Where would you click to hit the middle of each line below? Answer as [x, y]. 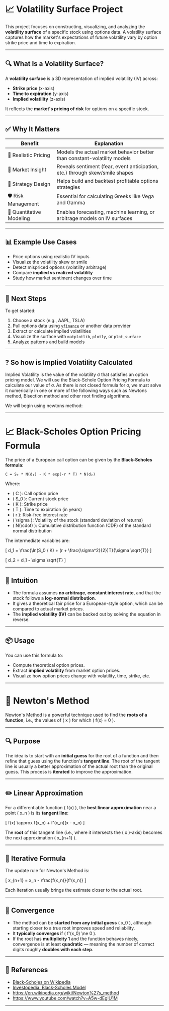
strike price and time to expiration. [41, 42]
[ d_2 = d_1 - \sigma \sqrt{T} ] [36, 560]
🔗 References [27, 970]
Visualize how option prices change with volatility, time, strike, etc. [81, 676]
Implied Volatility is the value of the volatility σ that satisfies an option [77, 374]
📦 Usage [20, 641]
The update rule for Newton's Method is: [47, 870]
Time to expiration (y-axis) [40, 94]
